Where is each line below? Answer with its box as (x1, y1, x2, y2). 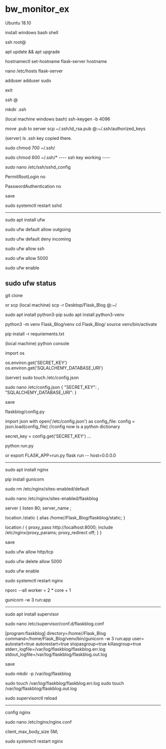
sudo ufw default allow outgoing (5, 226, 71, 232)
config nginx (5, 709, 31, 715)
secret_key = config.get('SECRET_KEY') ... (5, 433, 91, 439)
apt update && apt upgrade (5, 49, 60, 55)
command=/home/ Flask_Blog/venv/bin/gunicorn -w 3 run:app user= (5, 635, 144, 641)
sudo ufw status (5, 279, 56, 288)
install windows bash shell (5, 29, 58, 35)
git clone (5, 292, 23, 298)
